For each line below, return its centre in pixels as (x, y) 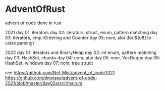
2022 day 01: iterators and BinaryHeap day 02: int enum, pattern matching (81, 52)
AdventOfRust (35, 9)
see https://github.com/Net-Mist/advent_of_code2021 (60, 72)
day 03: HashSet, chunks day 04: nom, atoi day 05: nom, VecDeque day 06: (82, 57)
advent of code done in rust (33, 23)
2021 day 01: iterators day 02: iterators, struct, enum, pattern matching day (82, 32)
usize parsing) (20, 43)
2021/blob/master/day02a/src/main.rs (44, 83)
